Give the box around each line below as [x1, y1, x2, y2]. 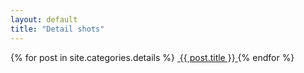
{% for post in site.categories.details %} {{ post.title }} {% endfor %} [10, 51, 295, 63]
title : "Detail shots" [10, 24, 105, 34]
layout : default [10, 14, 78, 25]
